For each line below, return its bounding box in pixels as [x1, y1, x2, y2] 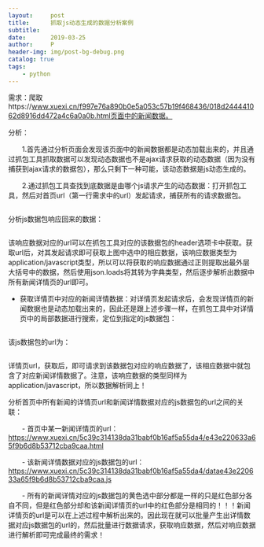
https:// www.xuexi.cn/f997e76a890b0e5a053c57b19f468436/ [8, 102, 210, 111]
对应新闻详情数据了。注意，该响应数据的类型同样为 [21, 371, 187, 380]
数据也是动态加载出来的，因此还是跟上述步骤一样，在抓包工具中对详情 [26, 304, 254, 313]
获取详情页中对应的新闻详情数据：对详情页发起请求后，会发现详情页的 [19, 294, 247, 303]
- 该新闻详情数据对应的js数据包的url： [21, 457, 145, 467]
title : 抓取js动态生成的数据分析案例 [8, 19, 134, 27]
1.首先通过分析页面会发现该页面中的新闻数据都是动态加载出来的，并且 [21, 144, 247, 153]
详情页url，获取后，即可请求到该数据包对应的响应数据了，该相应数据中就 [8, 360, 244, 370]
